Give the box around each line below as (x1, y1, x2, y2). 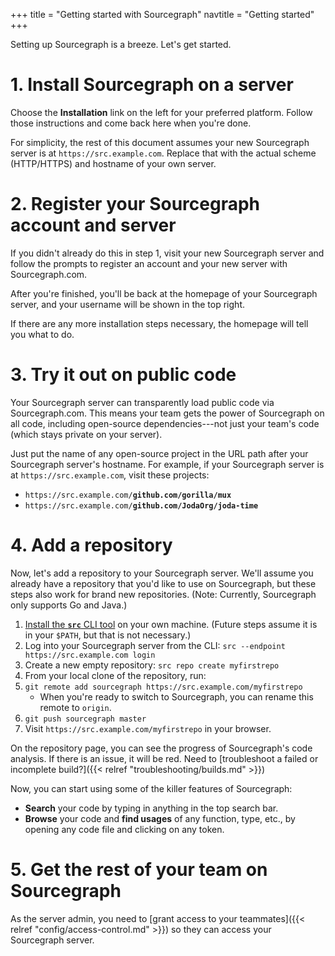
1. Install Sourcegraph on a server (10, 74, 294, 96)
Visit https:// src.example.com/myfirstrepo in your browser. (24, 722, 272, 734)
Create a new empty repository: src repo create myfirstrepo (24, 659, 280, 671)
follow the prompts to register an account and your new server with (10, 257, 288, 269)
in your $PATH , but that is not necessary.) (24, 629, 192, 641)
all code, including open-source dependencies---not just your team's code (10, 417, 320, 429)
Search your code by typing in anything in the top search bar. (24, 802, 279, 814)
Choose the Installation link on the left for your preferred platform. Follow (10, 106, 313, 118)
